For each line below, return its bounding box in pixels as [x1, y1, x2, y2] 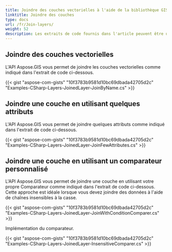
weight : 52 [5, 27, 29, 32]
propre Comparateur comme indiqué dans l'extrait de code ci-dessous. [5, 184, 155, 190]
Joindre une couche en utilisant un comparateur [5, 157, 162, 165]
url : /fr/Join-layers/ [5, 22, 54, 27]
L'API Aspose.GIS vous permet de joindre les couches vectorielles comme [5, 64, 161, 70]
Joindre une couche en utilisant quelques [5, 99, 140, 108]
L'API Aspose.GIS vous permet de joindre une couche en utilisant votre [5, 178, 154, 184]
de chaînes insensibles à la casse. [5, 195, 77, 201]
